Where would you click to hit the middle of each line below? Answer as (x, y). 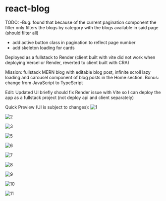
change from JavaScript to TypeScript (44, 83)
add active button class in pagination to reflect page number (74, 42)
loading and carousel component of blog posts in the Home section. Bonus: (82, 77)
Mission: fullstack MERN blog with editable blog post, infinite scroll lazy (78, 72)
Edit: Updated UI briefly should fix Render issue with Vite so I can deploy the (83, 92)
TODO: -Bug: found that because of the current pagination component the (81, 22)
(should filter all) (22, 33)
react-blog (28, 9)
